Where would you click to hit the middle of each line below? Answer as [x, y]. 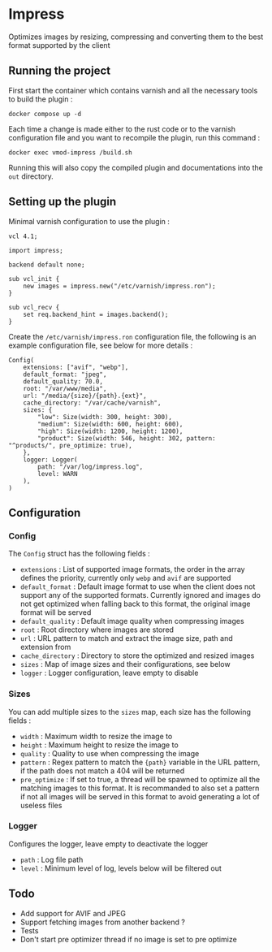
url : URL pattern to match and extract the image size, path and [126, 638]
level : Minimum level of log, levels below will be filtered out [121, 868]
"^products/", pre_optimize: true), [70, 445]
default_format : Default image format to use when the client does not [138, 586]
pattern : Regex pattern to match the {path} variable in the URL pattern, [140, 762]
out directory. [31, 176]
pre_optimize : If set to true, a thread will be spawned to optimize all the [140, 779]
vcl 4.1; [23, 236]
